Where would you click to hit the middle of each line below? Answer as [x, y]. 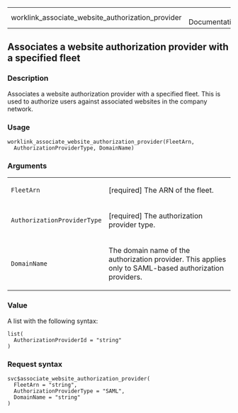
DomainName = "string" [47, 397]
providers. [126, 277]
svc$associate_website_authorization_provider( [79, 378]
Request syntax [35, 364]
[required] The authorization [156, 216]
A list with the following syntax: [53, 321]
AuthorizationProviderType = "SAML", [69, 391]
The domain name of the [149, 251]
